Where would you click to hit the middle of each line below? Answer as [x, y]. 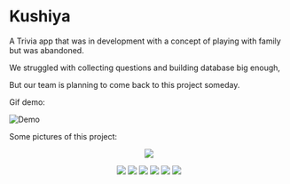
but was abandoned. [47, 50]
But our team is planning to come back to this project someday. [125, 84]
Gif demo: [27, 102]
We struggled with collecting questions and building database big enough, [145, 68]
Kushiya [40, 16]
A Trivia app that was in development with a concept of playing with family [145, 41]
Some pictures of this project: [63, 136]
